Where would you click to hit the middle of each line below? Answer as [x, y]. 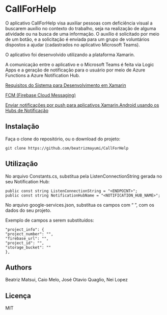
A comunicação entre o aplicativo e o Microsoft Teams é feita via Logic [80, 64]
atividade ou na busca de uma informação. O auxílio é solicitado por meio [82, 34]
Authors [19, 267]
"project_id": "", [25, 243]
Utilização [22, 164]
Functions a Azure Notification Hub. [43, 75]
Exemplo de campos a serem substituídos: [50, 220]
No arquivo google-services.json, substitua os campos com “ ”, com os [80, 205]
